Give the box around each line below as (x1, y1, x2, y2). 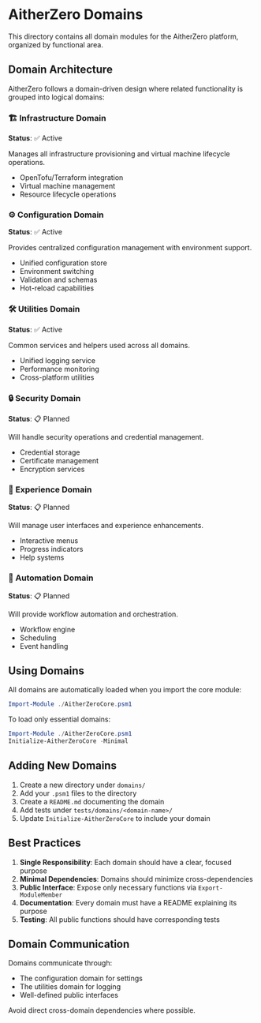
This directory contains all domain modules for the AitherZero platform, (8, 32, 239, 41)
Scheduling (19, 633, 57, 643)
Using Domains (8, 664, 85, 677)
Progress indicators (19, 545, 84, 554)
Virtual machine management (19, 182, 116, 191)
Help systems (19, 553, 65, 562)
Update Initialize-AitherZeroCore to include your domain (19, 813, 211, 823)
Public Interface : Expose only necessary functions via (19, 882, 197, 892)
